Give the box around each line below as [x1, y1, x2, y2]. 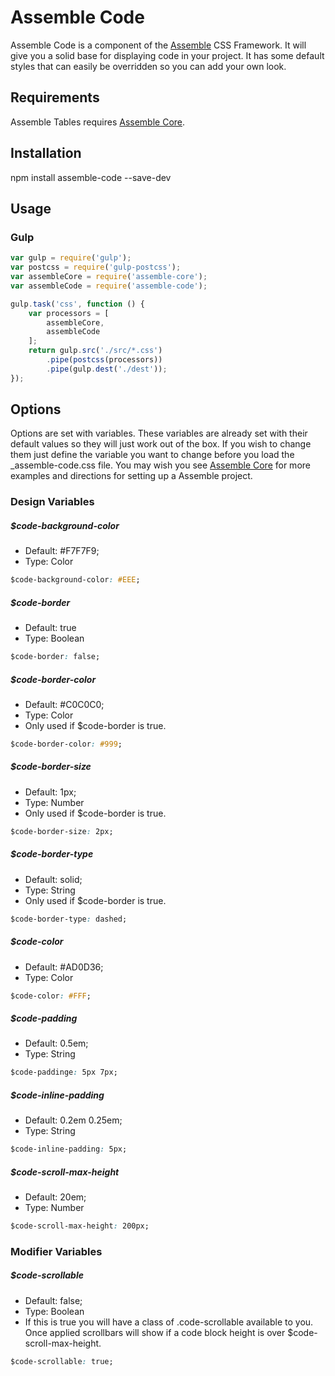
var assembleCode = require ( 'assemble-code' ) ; [10, 281, 208, 291]
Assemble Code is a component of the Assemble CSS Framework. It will [10, 39, 307, 51]
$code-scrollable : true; [10, 1356, 114, 1366]
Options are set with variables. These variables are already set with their [10, 427, 308, 440]
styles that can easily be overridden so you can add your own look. [10, 60, 287, 72]
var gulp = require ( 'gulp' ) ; [10, 253, 132, 263]
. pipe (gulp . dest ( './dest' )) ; [46, 364, 168, 374]
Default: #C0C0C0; [24, 699, 105, 711]
